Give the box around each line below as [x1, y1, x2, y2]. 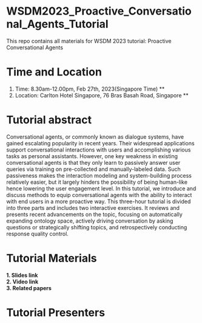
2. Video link [6, 278, 39, 285]
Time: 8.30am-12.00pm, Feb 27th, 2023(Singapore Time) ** [15, 85, 165, 92]
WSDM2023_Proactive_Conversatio [6, 4, 192, 18]
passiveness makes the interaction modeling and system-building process [6, 172, 192, 179]
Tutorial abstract [6, 113, 92, 127]
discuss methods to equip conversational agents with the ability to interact [6, 191, 192, 198]
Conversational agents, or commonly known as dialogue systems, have [6, 133, 184, 141]
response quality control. [6, 230, 69, 237]
